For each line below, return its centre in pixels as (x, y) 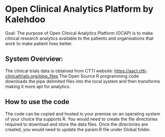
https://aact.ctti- (131, 71)
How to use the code (37, 102)
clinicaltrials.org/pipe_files (32, 76)
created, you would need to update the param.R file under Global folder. (78, 129)
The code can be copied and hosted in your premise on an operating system (83, 113)
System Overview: (34, 59)
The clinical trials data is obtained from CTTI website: (59, 71)
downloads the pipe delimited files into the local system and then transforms (82, 81)
